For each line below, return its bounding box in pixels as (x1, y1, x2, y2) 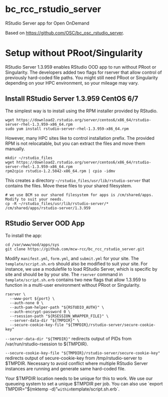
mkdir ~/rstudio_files (5, 155, 53, 160)
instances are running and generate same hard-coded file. (5, 365, 126, 371)
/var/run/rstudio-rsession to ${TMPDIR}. (5, 341, 89, 347)
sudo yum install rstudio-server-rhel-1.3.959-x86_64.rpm (5, 126, 129, 131)
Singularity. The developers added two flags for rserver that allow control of (5, 69, 162, 75)
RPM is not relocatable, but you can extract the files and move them (5, 140, 145, 146)
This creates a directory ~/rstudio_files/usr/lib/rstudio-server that (5, 177, 150, 183)
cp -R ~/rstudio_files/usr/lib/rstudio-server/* (5, 201, 109, 206)
